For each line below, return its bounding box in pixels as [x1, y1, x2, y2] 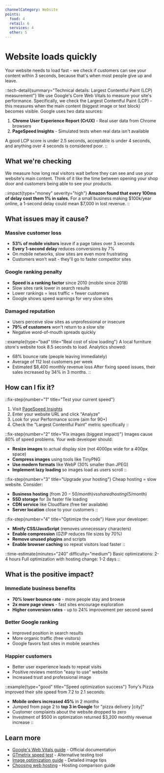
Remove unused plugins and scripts [12, 536, 87, 542]
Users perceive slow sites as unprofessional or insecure [12, 319, 125, 325]
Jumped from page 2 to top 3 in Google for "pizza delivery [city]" [12, 704, 144, 710]
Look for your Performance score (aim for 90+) [12, 416, 108, 422]
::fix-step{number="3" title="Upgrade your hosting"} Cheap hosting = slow [5, 476, 157, 482]
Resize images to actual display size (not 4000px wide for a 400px [12, 445, 148, 452]
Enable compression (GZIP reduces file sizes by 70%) [12, 531, 122, 537]
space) [12, 451, 26, 457]
